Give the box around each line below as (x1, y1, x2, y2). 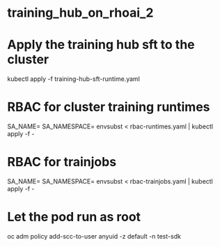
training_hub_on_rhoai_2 (7, 5, 154, 21)
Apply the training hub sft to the (7, 37, 195, 53)
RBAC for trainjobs (7, 154, 117, 170)
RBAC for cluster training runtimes (7, 99, 210, 115)
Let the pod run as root (7, 209, 141, 225)
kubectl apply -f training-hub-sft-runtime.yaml (7, 75, 141, 83)
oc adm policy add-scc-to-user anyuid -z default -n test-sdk (7, 232, 181, 240)
